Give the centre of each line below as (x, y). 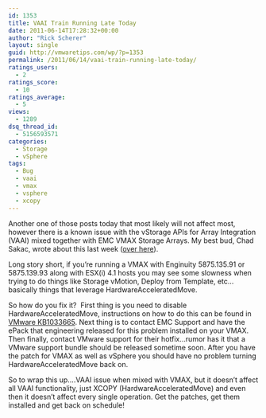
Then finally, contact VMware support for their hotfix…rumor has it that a (127, 338)
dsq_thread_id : (33, 127)
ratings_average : (37, 97)
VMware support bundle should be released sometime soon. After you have (132, 347)
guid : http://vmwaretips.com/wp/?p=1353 (76, 53)
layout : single (33, 45)
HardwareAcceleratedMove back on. (68, 364)
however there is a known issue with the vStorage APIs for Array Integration (132, 232)
